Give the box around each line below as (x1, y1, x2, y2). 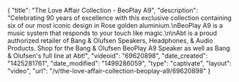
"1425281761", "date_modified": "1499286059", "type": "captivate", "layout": (7, 59, 232, 67)
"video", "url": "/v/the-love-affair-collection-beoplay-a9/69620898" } (7, 67, 211, 75)
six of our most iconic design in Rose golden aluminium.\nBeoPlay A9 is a (7, 21, 223, 29)
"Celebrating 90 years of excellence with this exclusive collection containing (7, 14, 232, 22)
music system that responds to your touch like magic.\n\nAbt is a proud (7, 29, 218, 37)
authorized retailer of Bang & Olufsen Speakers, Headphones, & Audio (7, 36, 213, 45)
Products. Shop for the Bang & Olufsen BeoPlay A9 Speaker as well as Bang (7, 44, 230, 52)
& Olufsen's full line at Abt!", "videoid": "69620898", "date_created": (7, 51, 208, 60)
